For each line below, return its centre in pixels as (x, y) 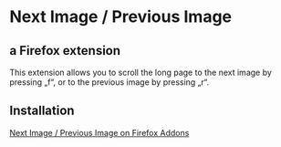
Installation (42, 111)
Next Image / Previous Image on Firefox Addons (99, 132)
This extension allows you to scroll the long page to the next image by (140, 72)
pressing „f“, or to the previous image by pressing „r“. (109, 82)
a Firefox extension (65, 51)
